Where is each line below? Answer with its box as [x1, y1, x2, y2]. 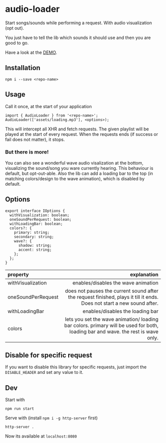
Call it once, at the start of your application [5, 103, 92, 109]
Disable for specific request [5, 351, 92, 360]
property [7, 271, 29, 278]
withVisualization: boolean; [9, 212, 70, 218]
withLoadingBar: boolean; [9, 221, 63, 226]
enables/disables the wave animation [72, 279, 159, 286]
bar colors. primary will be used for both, [64, 322, 159, 329]
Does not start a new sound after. [81, 300, 159, 307]
